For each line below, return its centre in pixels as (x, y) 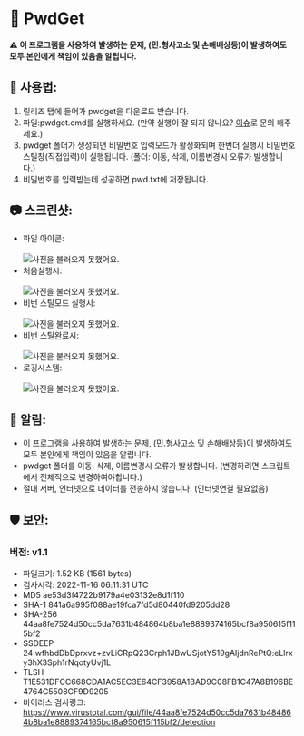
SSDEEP (38, 643)
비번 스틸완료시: (50, 335)
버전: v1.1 (29, 552)
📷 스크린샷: (41, 211)
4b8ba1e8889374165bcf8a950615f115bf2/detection (119, 722)
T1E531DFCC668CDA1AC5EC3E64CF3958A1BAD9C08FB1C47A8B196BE (158, 682)
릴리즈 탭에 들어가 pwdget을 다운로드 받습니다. (105, 111)
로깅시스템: (42, 368)
